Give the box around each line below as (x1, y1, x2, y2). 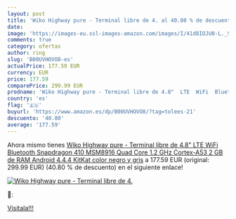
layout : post (7, 10, 46, 18)
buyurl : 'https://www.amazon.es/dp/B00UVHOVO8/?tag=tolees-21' (7, 108, 197, 115)
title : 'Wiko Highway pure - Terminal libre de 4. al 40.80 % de (7, 17, 202, 24)
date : (7, 23, 23, 30)
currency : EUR (7, 69, 49, 76)
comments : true (7, 36, 52, 44)
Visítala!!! (7, 204, 34, 212)
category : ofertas (7, 43, 61, 50)
